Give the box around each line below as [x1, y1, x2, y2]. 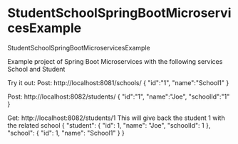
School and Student [7, 65, 66, 73]
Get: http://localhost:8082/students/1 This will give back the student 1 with [7, 113, 226, 122]
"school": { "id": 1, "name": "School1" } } [7, 128, 125, 137]
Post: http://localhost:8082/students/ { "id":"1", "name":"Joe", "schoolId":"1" [7, 92, 230, 101]
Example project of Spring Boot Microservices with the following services [7, 57, 223, 65]
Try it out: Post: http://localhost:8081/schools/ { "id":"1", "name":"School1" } [7, 78, 229, 87]
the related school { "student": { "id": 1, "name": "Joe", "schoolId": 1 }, [7, 121, 211, 129]
